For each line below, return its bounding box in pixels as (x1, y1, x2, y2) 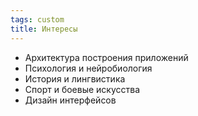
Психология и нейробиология (24, 62, 153, 74)
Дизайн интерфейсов (24, 94, 117, 106)
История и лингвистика (24, 72, 126, 85)
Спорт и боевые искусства (24, 83, 141, 95)
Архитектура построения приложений (24, 51, 189, 63)
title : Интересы (10, 24, 78, 34)
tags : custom (10, 14, 65, 25)
